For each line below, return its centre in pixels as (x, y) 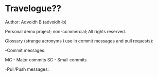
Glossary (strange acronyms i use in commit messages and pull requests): (79, 41)
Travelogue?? (33, 9)
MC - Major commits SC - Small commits (46, 59)
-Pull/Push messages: (27, 69)
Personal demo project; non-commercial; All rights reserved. (66, 31)
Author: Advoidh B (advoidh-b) (36, 22)
